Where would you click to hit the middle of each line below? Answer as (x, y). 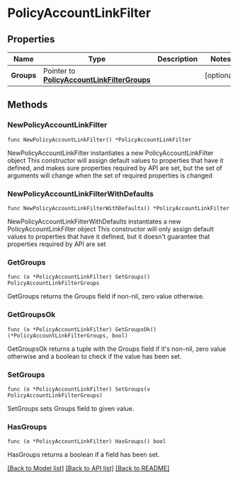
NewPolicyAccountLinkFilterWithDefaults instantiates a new (94, 221)
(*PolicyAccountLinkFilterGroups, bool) (68, 335)
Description (178, 59)
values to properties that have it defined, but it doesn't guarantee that (109, 236)
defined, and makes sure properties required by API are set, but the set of (115, 168)
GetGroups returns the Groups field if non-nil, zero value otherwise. (106, 296)
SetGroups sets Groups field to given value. (71, 408)
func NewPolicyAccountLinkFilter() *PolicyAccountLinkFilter (100, 139)
